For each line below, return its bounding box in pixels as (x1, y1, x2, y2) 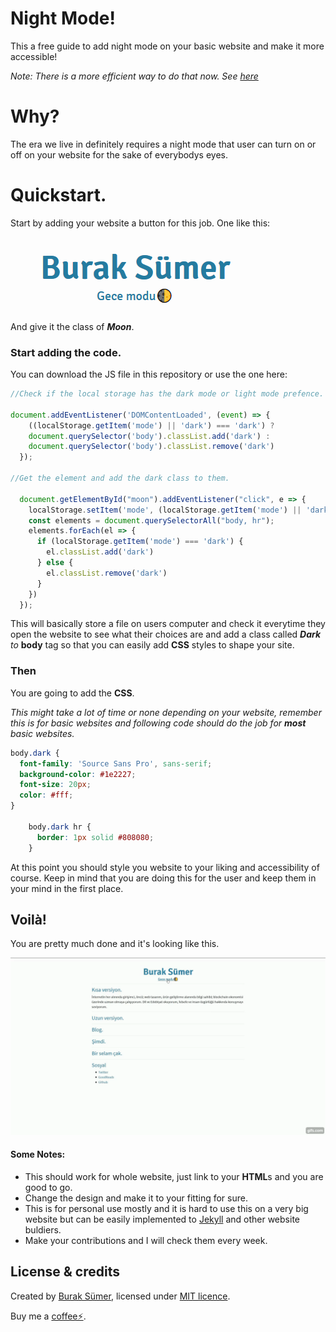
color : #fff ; (19, 790, 74, 801)
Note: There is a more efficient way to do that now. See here (10, 70, 259, 82)
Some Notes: (10, 1148, 66, 1161)
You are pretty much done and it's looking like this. (10, 938, 220, 950)
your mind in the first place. (10, 882, 124, 894)
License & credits (10, 1263, 120, 1281)
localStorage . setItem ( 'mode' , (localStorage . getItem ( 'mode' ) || (28, 505, 302, 515)
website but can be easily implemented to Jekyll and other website (24, 1213, 300, 1226)
